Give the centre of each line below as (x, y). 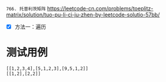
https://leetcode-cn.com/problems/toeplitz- (100, 8)
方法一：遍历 (30, 27)
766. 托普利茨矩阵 (26, 9)
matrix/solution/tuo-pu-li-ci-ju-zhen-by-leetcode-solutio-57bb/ (83, 15)
